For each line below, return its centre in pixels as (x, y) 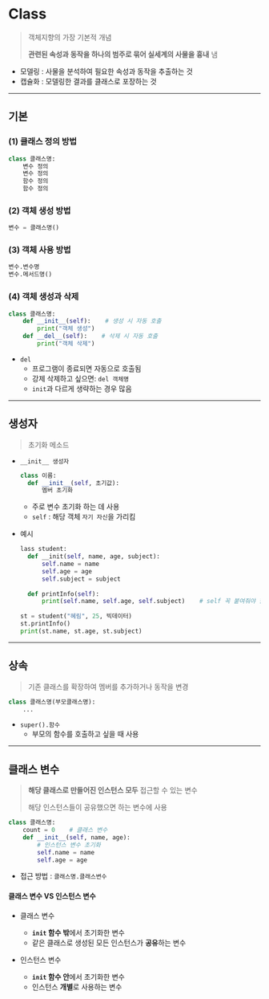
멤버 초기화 (57, 491)
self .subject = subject (81, 579)
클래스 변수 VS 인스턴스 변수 (52, 896)
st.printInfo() (45, 624)
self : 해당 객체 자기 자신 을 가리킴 (84, 517)
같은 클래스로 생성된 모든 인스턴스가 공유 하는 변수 (109, 942)
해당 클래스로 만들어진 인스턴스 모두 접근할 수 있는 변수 (112, 790)
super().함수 (40, 725)
